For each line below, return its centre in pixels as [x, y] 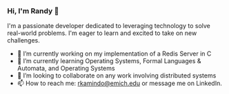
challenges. [23, 40]
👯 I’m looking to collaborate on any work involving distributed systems [117, 75]
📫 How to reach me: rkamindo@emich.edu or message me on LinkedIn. [119, 83]
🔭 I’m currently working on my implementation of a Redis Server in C [114, 54]
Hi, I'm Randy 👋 [33, 11]
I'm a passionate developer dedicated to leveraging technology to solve [109, 26]
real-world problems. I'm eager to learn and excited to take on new [102, 33]
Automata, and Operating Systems [66, 69]
